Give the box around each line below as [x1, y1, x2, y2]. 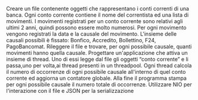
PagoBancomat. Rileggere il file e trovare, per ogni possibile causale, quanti [6, 43, 192, 50]
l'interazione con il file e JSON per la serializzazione [6, 87, 134, 94]
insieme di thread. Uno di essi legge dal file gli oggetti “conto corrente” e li [6, 56, 189, 62]
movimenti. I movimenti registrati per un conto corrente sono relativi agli [6, 18, 183, 24]
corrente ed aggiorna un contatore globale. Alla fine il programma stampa [6, 74, 187, 82]
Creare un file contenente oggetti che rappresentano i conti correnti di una [6, 5, 190, 12]
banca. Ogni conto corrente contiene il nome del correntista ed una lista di [6, 11, 189, 18]
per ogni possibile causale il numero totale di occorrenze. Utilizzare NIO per [6, 81, 192, 88]
